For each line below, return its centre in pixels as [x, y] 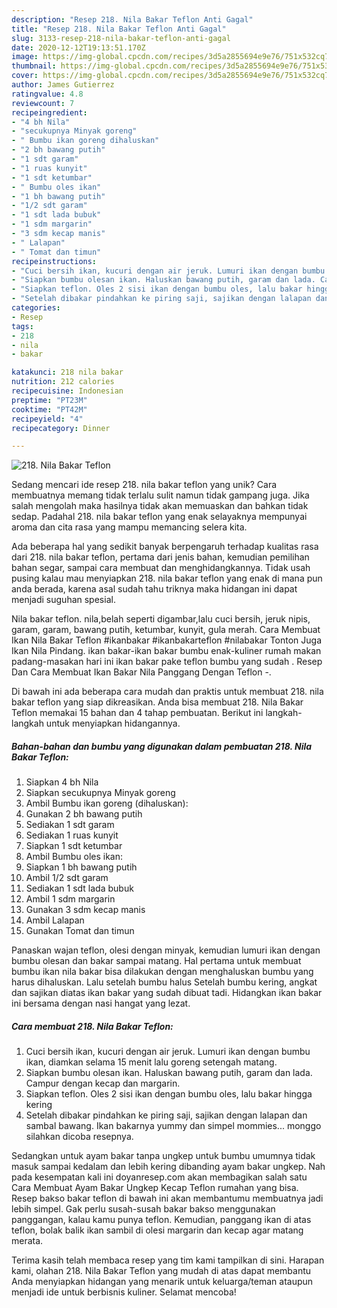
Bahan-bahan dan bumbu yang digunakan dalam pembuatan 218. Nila [162, 746]
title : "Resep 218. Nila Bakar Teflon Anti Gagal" [119, 29]
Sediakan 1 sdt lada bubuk [79, 888]
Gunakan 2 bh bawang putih [84, 814]
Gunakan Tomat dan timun [80, 931]
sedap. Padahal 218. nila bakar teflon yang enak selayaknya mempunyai [159, 517]
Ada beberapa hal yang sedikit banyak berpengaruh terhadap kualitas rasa [165, 547]
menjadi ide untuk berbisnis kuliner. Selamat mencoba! [124, 1292]
